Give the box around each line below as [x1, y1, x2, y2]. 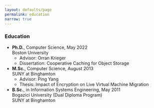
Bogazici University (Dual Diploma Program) [11, 92, 103, 98]
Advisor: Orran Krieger [19, 55, 66, 61]
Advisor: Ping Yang [19, 76, 59, 82]
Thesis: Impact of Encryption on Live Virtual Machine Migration [19, 81, 149, 87]
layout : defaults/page [4, 7, 52, 12]
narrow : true [4, 16, 32, 21]
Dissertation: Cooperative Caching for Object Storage [19, 60, 130, 66]
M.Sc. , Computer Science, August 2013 [11, 65, 94, 71]
